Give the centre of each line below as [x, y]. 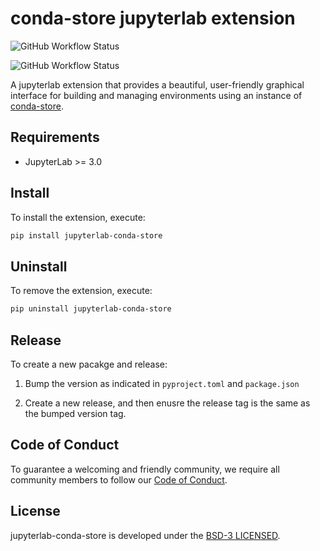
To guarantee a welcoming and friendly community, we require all [145, 469]
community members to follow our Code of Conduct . [119, 479]
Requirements [55, 137]
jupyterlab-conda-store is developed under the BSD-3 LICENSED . [145, 535]
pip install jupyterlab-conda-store [86, 235]
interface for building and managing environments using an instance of [156, 95]
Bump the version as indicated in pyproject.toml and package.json [162, 383]
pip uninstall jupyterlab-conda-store [91, 309]
